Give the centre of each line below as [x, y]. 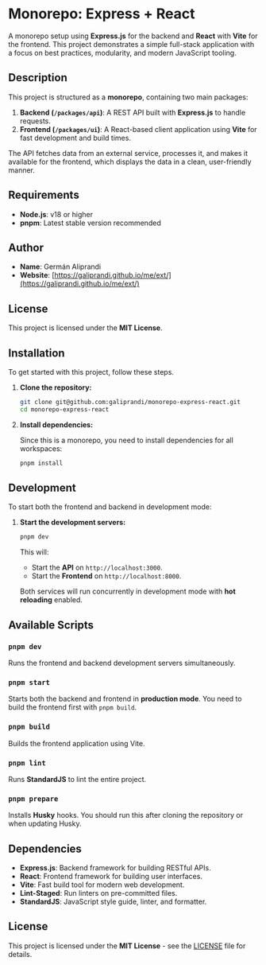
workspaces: [41, 448]
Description [38, 78]
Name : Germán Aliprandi [60, 267]
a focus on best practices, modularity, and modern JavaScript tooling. [122, 53]
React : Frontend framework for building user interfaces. [111, 876]
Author [26, 247]
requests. [35, 121]
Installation [37, 353]
